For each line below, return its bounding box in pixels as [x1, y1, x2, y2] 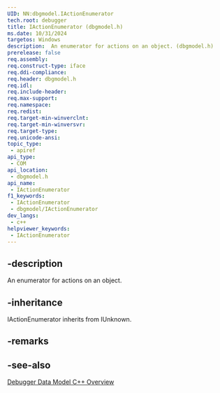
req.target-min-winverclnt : [7, 114, 89, 121]
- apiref [10, 147, 36, 154]
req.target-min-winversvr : [7, 120, 86, 128]
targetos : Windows [7, 36, 61, 43]
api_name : [7, 179, 36, 186]
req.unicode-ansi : [7, 134, 61, 141]
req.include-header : [7, 88, 68, 95]
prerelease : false [7, 50, 61, 57]
